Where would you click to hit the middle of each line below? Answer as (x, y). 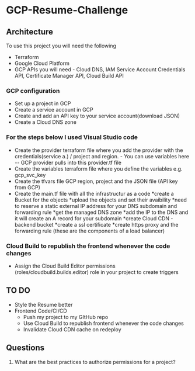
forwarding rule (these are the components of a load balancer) (90, 231)
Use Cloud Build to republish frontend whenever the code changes (103, 323)
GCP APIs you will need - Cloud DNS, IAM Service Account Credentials (100, 70)
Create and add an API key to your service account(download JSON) (97, 116)
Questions (25, 348)
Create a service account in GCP (54, 110)
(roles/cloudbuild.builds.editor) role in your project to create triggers (97, 272)
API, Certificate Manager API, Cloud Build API (69, 76)
